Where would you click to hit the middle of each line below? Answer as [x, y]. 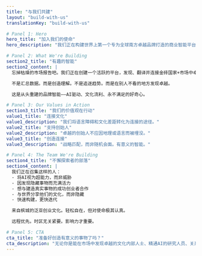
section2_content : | [32, 67]
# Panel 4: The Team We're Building [52, 155]
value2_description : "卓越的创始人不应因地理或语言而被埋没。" [78, 133]
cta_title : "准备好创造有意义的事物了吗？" [55, 238]
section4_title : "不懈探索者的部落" [49, 161]
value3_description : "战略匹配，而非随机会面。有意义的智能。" [78, 144]
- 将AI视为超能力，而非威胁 [42, 177]
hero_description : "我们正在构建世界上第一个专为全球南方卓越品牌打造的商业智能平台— [103, 45]
